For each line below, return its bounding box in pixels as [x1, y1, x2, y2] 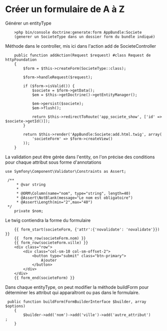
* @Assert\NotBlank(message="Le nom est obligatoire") [16, 195, 133, 200]
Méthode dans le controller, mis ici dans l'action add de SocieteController [5, 43, 156, 49]
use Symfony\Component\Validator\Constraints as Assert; [5, 169, 126, 174]
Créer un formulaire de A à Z [5, 4, 125, 15]
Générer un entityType [5, 20, 51, 26]
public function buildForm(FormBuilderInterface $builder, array [7, 299, 146, 304]
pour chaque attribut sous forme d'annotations [5, 159, 101, 165]
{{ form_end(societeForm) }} [14, 275, 75, 280]
